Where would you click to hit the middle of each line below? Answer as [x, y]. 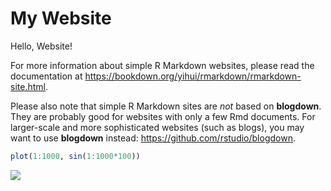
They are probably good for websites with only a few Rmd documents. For [163, 116]
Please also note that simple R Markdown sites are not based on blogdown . [166, 106]
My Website [61, 18]
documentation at [46, 76]
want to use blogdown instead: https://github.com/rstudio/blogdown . [153, 138]
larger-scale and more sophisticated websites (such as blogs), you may [157, 127]
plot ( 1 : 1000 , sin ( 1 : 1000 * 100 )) [75, 156]
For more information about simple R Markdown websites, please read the [162, 65]
